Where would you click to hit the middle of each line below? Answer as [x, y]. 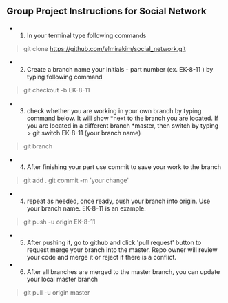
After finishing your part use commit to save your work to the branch [124, 167]
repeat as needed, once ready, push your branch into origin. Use [118, 201]
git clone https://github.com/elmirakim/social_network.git [104, 48]
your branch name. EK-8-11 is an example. [86, 208]
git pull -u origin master [56, 292]
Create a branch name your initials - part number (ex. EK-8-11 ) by [120, 69]
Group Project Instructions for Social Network [107, 11]
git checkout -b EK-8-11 [56, 90]
